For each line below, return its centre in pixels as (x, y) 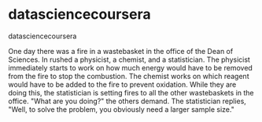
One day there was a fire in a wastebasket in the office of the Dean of (121, 51)
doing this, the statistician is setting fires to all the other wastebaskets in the (131, 92)
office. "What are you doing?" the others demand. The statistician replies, (127, 101)
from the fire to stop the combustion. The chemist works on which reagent (129, 76)
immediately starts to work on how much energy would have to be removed (131, 67)
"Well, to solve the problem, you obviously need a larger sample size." (121, 109)
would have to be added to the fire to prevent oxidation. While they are (122, 84)
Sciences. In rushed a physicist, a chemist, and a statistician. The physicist (129, 59)
